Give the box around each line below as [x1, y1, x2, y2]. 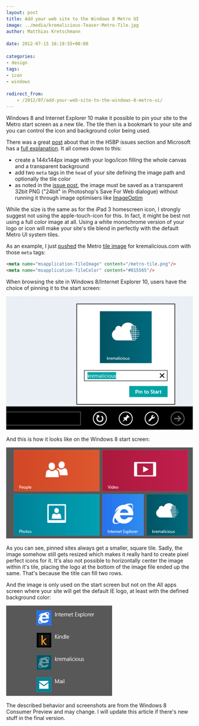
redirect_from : [6, 91, 44, 97]
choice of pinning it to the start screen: [6, 284, 101, 291]
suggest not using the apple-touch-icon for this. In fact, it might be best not [6, 212, 191, 219]
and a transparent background [14, 162, 89, 169]
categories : [6, 53, 36, 59]
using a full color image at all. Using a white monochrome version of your [6, 218, 185, 225]
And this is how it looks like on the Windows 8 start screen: [6, 435, 150, 443]
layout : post [6, 10, 38, 15]
